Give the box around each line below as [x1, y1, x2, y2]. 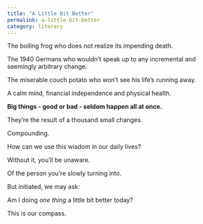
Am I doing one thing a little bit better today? [7, 196, 133, 204]
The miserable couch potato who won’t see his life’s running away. [7, 76, 197, 84]
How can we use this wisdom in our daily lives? [7, 143, 142, 151]
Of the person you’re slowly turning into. [7, 170, 122, 178]
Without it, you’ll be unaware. [7, 156, 90, 164]
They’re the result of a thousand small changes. [7, 116, 143, 124]
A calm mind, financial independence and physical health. [7, 89, 171, 97]
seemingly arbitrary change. [7, 63, 88, 71]
